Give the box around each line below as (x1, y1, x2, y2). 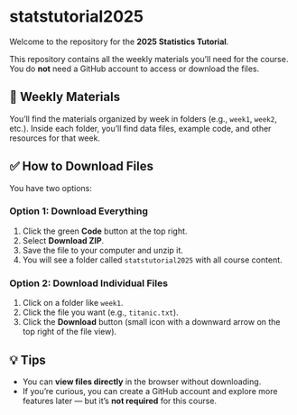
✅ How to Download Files (9, 159, 154, 174)
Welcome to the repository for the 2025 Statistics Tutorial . (9, 36, 229, 47)
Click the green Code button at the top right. (22, 226, 188, 236)
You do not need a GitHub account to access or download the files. (9, 63, 260, 74)
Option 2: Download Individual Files (9, 277, 169, 290)
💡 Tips (9, 352, 47, 367)
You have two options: (9, 182, 93, 193)
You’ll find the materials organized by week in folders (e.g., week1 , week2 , (9, 113, 277, 124)
